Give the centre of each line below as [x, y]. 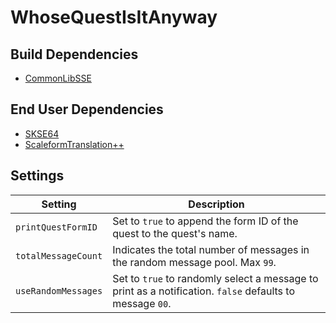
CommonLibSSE [58, 78]
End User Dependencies [87, 109]
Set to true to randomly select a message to [215, 278]
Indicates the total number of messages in [211, 249]
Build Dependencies [74, 54]
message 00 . [142, 303]
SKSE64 [42, 133]
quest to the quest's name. [175, 233]
